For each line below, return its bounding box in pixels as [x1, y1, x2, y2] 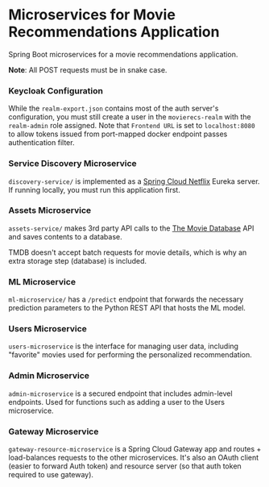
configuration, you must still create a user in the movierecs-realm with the [8, 112, 251, 122]
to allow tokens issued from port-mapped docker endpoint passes [8, 129, 228, 139]
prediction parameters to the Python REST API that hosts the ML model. [8, 303, 246, 313]
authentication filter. [8, 138, 75, 148]
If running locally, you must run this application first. [8, 185, 181, 194]
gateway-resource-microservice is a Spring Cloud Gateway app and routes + [8, 444, 262, 454]
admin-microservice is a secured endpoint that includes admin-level [8, 389, 233, 398]
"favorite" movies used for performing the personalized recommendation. [8, 350, 252, 360]
